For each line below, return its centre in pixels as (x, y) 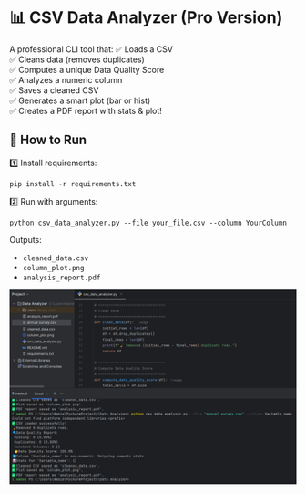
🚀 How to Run (48, 140)
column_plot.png (53, 268)
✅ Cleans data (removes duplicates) (77, 59)
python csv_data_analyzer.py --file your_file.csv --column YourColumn (148, 223)
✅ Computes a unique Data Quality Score (87, 69)
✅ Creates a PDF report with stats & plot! (86, 110)
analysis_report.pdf (61, 278)
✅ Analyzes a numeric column (66, 79)
